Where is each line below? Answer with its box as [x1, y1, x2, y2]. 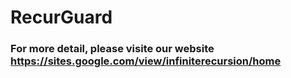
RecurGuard [10, 6, 113, 29]
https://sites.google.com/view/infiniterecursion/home [10, 54, 282, 68]
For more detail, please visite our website [10, 42, 215, 56]
